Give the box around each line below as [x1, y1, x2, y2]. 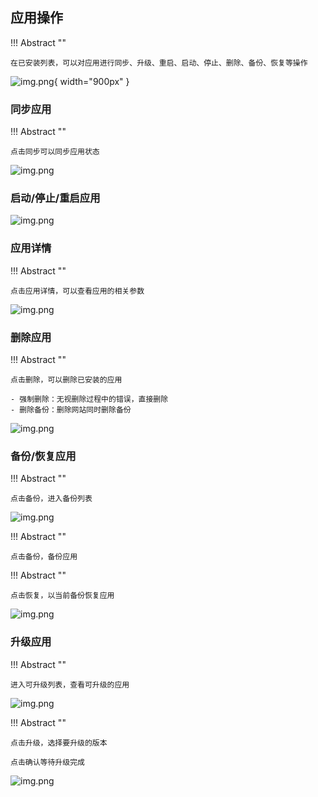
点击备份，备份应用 [10, 552, 78, 562]
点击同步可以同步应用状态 [10, 147, 100, 157]
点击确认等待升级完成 [10, 757, 85, 767]
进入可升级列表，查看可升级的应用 [10, 679, 130, 690]
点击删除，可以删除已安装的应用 [10, 375, 123, 385]
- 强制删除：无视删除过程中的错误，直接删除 [10, 394, 169, 404]
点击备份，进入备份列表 [10, 494, 93, 504]
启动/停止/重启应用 [10, 191, 101, 205]
